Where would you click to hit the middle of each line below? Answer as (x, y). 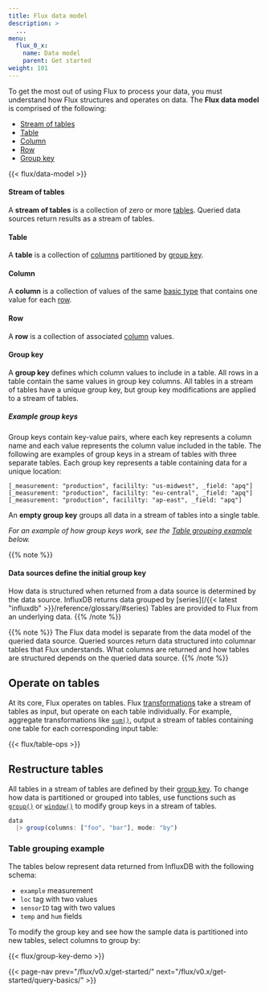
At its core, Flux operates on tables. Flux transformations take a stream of (130, 702)
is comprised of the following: (57, 108)
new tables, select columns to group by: (74, 940)
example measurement (57, 890)
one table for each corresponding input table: (84, 728)
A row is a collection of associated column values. (92, 336)
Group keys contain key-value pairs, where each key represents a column (130, 437)
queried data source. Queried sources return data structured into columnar (132, 640)
